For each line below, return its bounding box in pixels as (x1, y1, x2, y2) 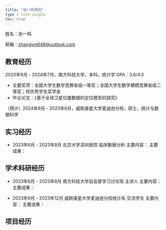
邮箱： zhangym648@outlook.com (5, 41, 76, 47)
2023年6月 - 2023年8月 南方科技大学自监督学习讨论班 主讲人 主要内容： (12, 178, 162, 184)
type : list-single (5, 12, 46, 17)
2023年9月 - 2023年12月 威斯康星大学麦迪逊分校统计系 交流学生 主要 (12, 195, 155, 201)
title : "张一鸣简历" (5, 7, 44, 12)
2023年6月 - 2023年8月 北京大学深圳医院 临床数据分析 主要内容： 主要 (12, 142, 159, 148)
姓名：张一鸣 (5, 31, 31, 37)
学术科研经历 (5, 164, 45, 173)
